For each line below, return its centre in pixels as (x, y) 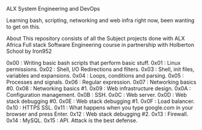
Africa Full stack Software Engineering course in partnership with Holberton (100, 45)
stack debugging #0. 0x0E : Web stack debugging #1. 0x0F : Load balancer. (100, 101)
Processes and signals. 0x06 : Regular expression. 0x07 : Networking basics (102, 82)
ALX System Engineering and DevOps (53, 9)
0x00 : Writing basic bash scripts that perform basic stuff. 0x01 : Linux (93, 63)
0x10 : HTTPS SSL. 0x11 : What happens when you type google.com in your (100, 107)
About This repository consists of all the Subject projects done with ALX (96, 38)
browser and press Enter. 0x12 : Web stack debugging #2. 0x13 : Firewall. (97, 114)
